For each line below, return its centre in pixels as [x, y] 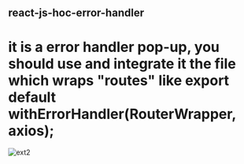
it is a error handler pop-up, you [114, 47]
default [32, 97]
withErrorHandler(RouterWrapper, [122, 114]
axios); [31, 130]
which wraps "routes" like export [119, 80]
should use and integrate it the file [122, 63]
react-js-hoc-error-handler [76, 13]
